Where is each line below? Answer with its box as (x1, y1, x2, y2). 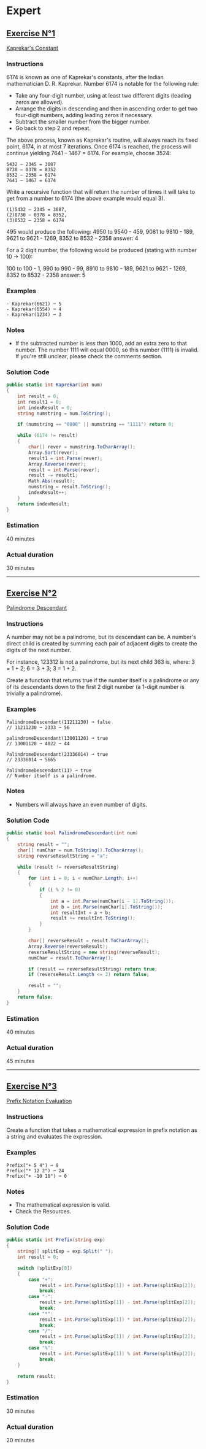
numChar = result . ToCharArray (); (28, 955, 114, 961)
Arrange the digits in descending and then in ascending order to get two (15, 105, 198, 112)
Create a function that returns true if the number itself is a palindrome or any (6, 677, 199, 684)
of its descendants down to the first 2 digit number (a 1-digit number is (6, 683, 185, 691)
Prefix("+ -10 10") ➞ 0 (6, 1173, 67, 1179)
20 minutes (6, 1436, 35, 1443)
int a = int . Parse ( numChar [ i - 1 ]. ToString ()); (50, 898, 174, 904)
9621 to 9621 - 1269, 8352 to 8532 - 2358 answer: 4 (6, 234, 139, 242)
